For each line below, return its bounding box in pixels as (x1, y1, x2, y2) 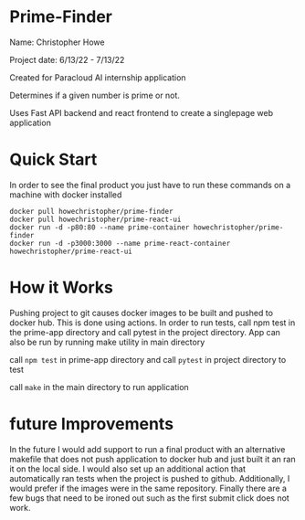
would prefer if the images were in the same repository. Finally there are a (9, 483, 288, 493)
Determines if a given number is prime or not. (9, 90, 181, 101)
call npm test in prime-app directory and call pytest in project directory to (9, 354, 287, 365)
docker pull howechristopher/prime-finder (9, 207, 174, 216)
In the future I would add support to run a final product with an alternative (9, 443, 286, 454)
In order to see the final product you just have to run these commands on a (9, 179, 291, 190)
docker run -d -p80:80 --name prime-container (9, 222, 190, 232)
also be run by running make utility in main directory (9, 336, 205, 347)
